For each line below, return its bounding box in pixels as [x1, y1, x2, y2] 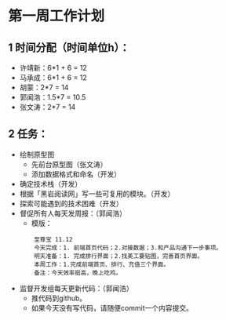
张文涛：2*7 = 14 [19, 103, 76, 111]
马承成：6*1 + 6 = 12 [19, 73, 88, 82]
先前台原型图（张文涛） [31, 159, 108, 169]
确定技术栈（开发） [19, 179, 82, 188]
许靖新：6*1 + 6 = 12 [19, 64, 88, 72]
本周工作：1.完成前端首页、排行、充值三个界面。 [34, 260, 170, 268]
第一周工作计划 [8, 7, 105, 25]
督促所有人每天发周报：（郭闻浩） [19, 209, 127, 218]
